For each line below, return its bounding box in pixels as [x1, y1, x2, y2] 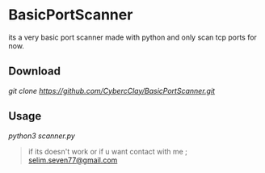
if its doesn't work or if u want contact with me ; [27, 146, 188, 156]
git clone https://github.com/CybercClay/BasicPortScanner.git [8, 86, 216, 95]
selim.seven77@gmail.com [27, 155, 118, 165]
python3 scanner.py [8, 131, 75, 141]
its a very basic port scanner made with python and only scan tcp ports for [8, 32, 257, 42]
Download [8, 65, 61, 78]
